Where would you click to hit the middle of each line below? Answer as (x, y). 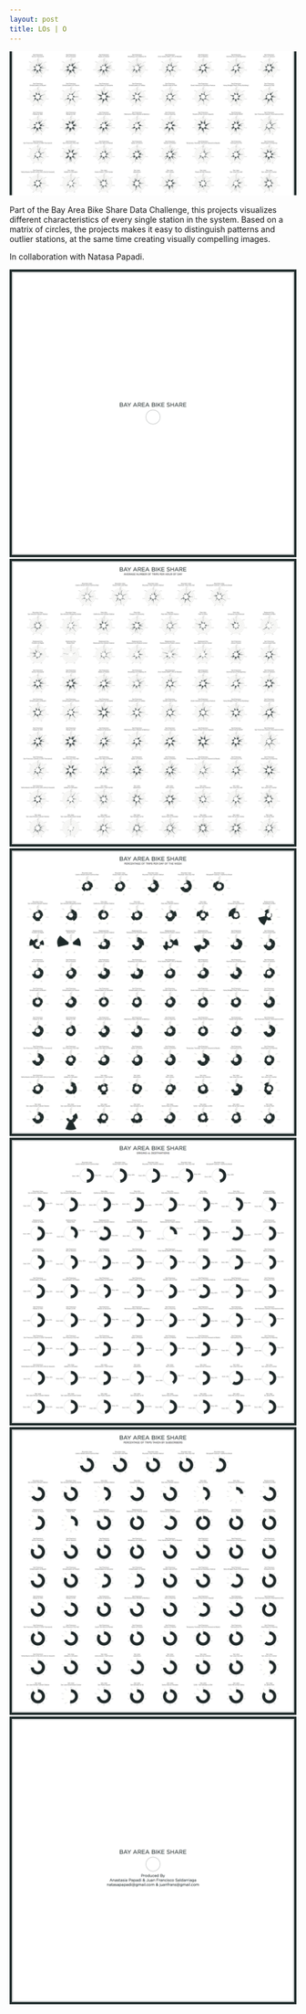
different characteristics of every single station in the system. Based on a (147, 219)
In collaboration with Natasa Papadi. (77, 257)
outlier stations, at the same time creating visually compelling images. (140, 238)
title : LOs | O (38, 29)
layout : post (34, 19)
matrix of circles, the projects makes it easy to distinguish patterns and (143, 229)
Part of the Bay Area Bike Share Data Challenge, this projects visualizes (143, 209)
